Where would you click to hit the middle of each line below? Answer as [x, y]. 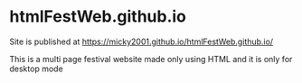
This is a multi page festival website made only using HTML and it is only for [151, 59]
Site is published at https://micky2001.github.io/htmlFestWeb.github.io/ [142, 41]
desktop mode [36, 69]
